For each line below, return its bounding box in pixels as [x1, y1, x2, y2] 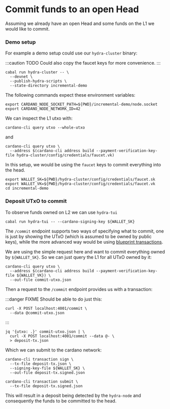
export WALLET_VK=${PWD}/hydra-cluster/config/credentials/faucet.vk [5, 182, 156, 187]
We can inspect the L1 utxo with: [5, 115, 73, 122]
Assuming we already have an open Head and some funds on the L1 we [5, 20, 155, 26]
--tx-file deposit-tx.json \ [10, 361, 72, 366]
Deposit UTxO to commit [5, 197, 67, 205]
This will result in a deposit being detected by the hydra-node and [5, 392, 141, 398]
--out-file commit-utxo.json [10, 277, 72, 282]
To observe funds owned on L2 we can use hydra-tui [5, 209, 118, 215]
